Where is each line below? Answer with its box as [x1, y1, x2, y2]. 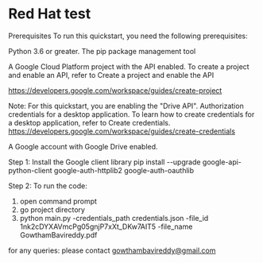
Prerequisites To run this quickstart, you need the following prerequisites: [8, 31, 248, 41]
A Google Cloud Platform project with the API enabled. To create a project [8, 61, 249, 72]
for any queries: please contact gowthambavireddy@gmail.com [8, 246, 216, 255]
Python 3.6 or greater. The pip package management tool [8, 46, 196, 56]
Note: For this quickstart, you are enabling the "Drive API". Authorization [8, 101, 244, 110]
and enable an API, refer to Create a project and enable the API [8, 70, 215, 79]
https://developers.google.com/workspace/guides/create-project [8, 85, 222, 95]
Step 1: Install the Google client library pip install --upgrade [8, 157, 201, 167]
